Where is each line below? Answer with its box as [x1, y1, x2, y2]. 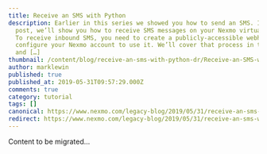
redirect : [8, 115, 41, 123]
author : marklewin [8, 64, 69, 71]
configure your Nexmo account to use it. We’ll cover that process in [15, 41, 254, 49]
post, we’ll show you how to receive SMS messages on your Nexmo [15, 26, 237, 34]
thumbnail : [8, 56, 44, 64]
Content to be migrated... [8, 137, 91, 146]
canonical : [8, 108, 44, 116]
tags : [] [8, 100, 37, 108]
